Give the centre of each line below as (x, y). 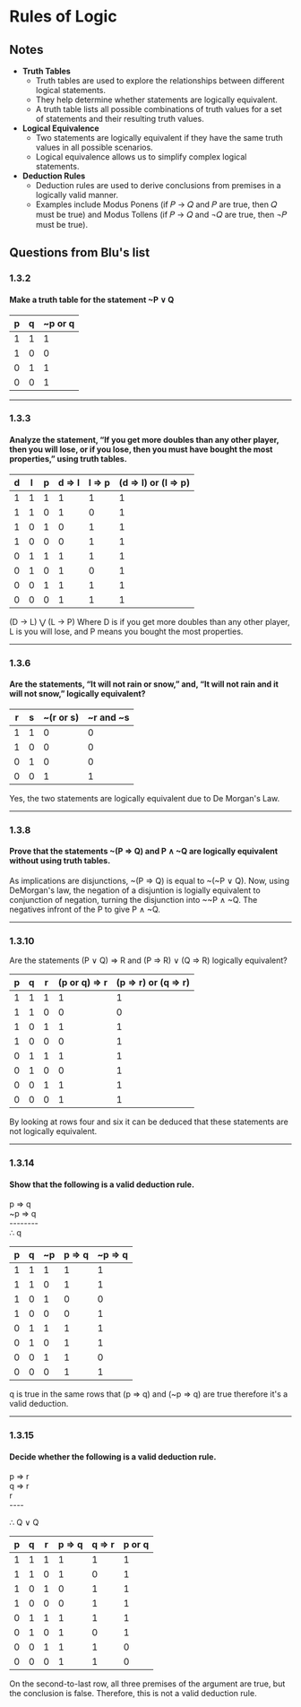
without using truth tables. (60, 861)
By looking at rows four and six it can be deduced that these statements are (149, 1122)
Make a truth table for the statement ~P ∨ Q (92, 299)
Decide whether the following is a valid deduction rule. (113, 1456)
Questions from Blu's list (80, 253)
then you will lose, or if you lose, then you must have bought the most (141, 449)
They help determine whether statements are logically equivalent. (156, 100)
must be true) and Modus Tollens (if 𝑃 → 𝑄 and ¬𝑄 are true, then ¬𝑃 (161, 214)
